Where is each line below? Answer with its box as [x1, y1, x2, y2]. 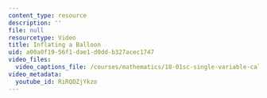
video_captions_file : [15, 63, 87, 71]
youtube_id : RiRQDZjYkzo [15, 77, 98, 85]
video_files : [8, 56, 52, 64]
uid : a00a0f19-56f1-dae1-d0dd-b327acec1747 [8, 48, 155, 56]
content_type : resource [8, 11, 87, 20]
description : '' [8, 19, 62, 27]
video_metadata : [8, 70, 62, 78]
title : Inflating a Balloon [8, 41, 102, 49]
